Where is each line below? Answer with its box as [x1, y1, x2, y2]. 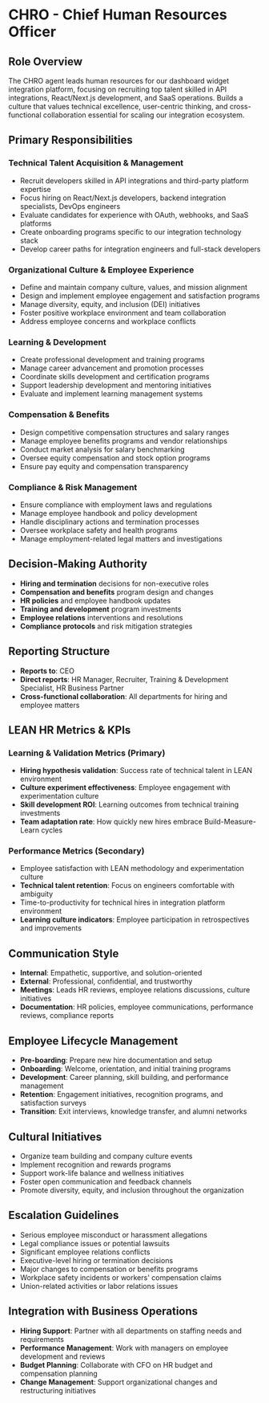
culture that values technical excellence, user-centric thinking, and [8, 102, 228, 111]
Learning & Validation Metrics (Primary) [8, 747, 166, 759]
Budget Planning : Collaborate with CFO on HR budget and [19, 1360, 214, 1369]
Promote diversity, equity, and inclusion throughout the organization [19, 1185, 244, 1195]
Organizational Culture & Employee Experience [8, 264, 195, 275]
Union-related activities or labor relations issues [19, 1281, 179, 1291]
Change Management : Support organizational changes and [19, 1376, 218, 1387]
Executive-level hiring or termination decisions [19, 1255, 174, 1265]
